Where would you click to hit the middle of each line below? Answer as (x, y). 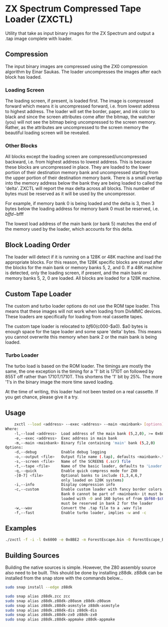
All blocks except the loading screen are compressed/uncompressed (76, 157)
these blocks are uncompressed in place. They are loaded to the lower (78, 167)
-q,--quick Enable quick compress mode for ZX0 (76, 471)
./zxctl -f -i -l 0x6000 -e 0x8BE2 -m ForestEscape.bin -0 (68, 540)
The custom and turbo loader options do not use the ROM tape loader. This (82, 306)
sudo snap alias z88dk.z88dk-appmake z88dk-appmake (60, 619)
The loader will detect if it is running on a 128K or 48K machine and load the (83, 257)
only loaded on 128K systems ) (92, 480)
